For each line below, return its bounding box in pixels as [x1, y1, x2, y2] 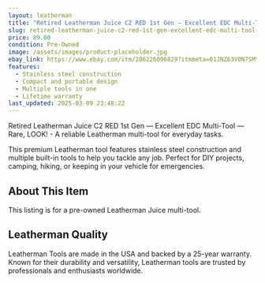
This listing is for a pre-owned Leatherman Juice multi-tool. [8, 205, 201, 214]
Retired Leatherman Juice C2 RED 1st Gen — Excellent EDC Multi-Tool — [8, 121, 244, 131]
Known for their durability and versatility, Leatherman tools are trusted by [8, 257, 246, 266]
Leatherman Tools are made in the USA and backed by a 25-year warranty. [8, 249, 252, 259]
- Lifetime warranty [15, 92, 83, 100]
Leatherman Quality [8, 228, 108, 241]
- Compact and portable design [15, 77, 118, 85]
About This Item [8, 184, 89, 198]
